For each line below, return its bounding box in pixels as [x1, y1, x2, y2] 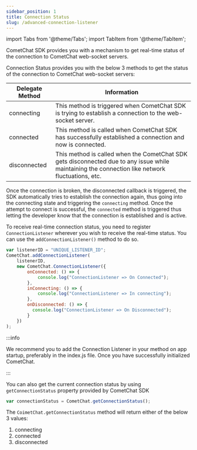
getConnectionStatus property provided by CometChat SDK [6, 387, 150, 394]
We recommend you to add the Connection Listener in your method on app [6, 345, 187, 352]
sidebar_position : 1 [6, 8, 57, 15]
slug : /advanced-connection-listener [6, 19, 98, 25]
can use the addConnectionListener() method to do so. [6, 236, 139, 243]
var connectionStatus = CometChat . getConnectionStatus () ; [6, 398, 151, 404]
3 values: [6, 415, 28, 422]
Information [104, 88, 139, 97]
